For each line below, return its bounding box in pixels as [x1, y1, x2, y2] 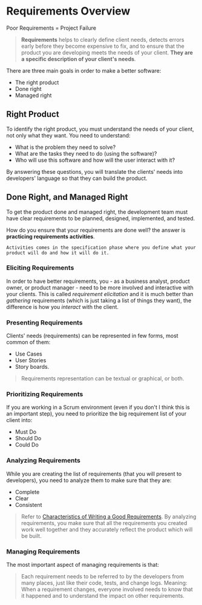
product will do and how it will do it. [6, 250, 110, 256]
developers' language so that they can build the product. [6, 174, 148, 182]
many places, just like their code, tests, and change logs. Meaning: [21, 580, 187, 587]
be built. [21, 532, 42, 540]
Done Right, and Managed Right [6, 192, 128, 202]
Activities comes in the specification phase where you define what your [6, 244, 197, 251]
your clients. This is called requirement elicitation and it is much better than [6, 290, 194, 297]
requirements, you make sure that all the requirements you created [21, 519, 187, 526]
